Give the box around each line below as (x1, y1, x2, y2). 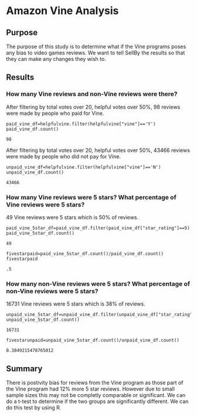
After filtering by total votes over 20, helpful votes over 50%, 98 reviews (6, 103, 181, 110)
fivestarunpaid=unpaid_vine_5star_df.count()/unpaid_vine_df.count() (6, 337, 180, 344)
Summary (6, 364, 43, 374)
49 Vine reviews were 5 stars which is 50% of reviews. (6, 213, 139, 221)
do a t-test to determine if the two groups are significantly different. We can (6, 398, 189, 405)
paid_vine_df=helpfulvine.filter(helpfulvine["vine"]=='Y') (6, 121, 157, 127)
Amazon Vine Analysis (6, 4, 119, 18)
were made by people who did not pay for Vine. (6, 152, 121, 160)
